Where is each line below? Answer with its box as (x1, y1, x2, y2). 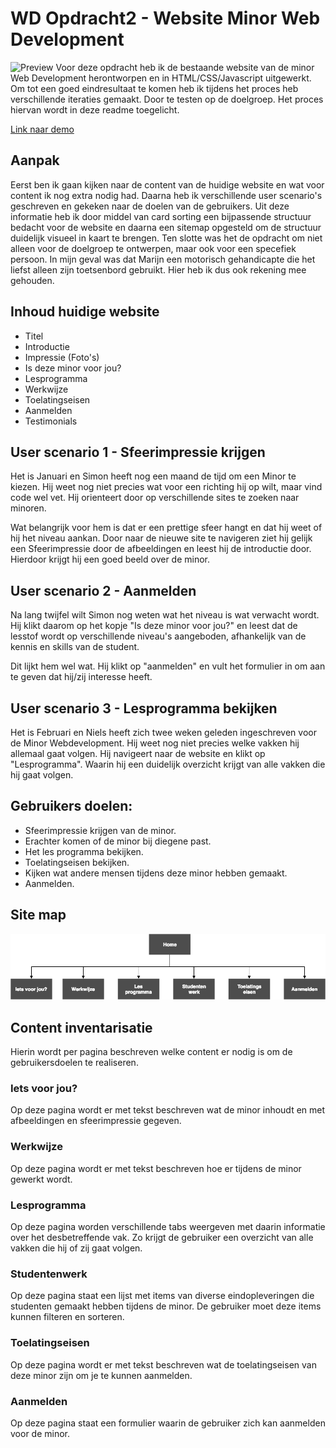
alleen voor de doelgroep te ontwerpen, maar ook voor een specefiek (10, 242, 297, 254)
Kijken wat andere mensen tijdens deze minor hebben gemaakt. (24, 867, 288, 879)
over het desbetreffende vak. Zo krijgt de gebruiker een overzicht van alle (10, 1231, 314, 1243)
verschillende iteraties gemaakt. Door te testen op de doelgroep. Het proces (10, 93, 324, 105)
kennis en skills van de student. (10, 641, 140, 653)
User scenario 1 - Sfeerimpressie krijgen (10, 443, 266, 461)
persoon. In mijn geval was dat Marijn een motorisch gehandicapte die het (10, 253, 316, 265)
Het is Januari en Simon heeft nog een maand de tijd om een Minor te (10, 470, 297, 482)
